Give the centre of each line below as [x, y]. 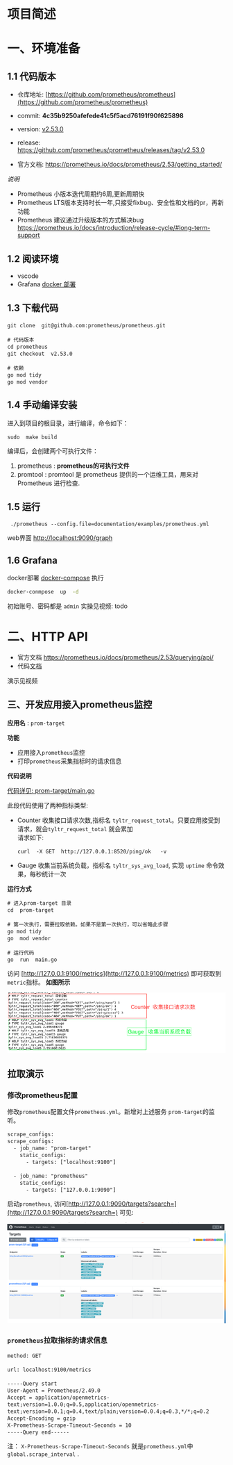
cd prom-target [31, 910]
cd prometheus [28, 347]
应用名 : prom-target [36, 723]
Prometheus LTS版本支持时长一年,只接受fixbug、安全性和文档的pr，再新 [120, 203]
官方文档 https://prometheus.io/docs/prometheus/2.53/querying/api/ [115, 657]
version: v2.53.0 [40, 129]
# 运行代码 [21, 953]
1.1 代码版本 [32, 76]
